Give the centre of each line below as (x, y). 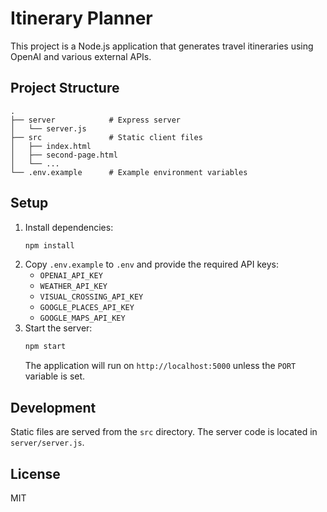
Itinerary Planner (81, 18)
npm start (45, 347)
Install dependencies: (69, 227)
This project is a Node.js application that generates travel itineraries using (162, 46)
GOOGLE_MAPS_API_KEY (82, 318)
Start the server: (58, 328)
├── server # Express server (96, 120)
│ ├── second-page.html (64, 155)
